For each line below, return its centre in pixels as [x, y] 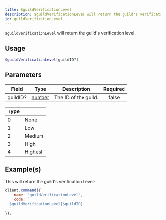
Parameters [23, 75]
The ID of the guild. [76, 97]
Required [114, 89]
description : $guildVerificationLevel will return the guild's [72, 14]
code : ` [22, 200]
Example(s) [23, 169]
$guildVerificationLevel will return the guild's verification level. [70, 33]
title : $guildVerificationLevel [38, 10]
